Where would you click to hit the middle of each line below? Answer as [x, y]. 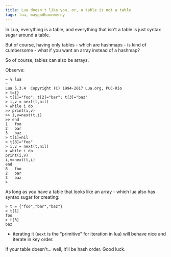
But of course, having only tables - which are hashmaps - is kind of [76, 44]
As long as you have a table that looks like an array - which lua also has [80, 192]
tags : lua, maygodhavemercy [35, 15]
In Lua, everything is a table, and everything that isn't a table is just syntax [83, 29]
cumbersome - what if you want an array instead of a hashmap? [73, 50]
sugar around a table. [28, 35]
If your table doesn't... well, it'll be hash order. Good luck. [65, 249]
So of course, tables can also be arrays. [47, 60]
